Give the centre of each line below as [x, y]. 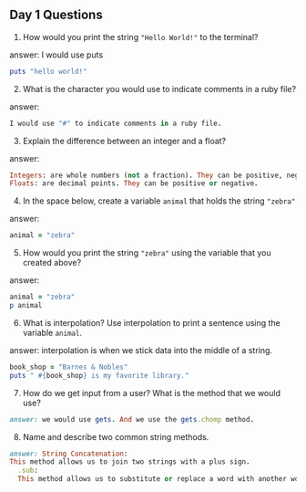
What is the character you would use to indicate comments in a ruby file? [159, 89]
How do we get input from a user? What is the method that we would [151, 393]
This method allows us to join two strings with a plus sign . [130, 462]
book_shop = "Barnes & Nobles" [69, 367]
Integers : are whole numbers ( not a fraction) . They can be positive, [146, 175]
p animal [26, 306]
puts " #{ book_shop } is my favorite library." [99, 375]
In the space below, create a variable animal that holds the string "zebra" [159, 201]
